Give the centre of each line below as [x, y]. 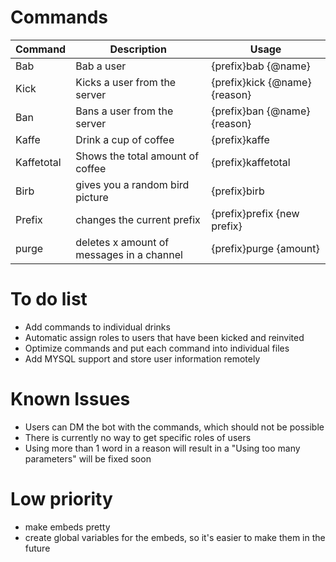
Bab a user [101, 66]
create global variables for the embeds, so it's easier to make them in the [175, 537]
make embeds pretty [67, 527]
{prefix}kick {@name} [261, 82]
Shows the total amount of [137, 156]
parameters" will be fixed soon [88, 458]
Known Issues [70, 399]
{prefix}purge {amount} [265, 248]
